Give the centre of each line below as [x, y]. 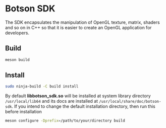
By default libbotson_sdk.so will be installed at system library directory [78, 96]
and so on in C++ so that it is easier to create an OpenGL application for [79, 27]
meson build [17, 60]
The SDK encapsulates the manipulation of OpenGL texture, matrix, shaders [83, 22]
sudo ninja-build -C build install [42, 86]
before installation [24, 112]
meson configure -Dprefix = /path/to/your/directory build [65, 121]
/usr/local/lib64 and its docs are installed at [52, 101]
